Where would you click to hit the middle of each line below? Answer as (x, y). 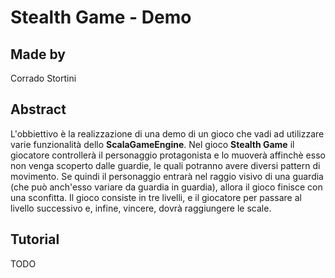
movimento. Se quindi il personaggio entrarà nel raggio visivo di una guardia (167, 176)
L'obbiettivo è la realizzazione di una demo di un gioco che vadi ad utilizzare (167, 133)
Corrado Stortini (43, 78)
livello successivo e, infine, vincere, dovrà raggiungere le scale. (141, 208)
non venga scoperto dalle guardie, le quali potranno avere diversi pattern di (165, 165)
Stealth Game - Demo (101, 17)
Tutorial (35, 239)
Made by (38, 54)
